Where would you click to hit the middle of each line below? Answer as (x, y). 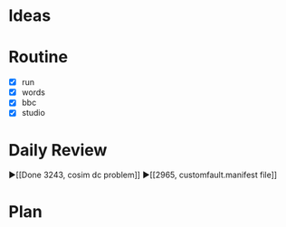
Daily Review (58, 150)
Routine (38, 57)
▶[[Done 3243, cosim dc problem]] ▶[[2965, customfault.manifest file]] (143, 175)
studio (33, 113)
